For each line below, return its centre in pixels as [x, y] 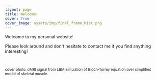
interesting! [16, 51]
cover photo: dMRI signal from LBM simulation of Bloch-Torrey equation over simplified [78, 70]
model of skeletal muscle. [26, 74]
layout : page [18, 9]
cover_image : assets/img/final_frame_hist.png [53, 23]
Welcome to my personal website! [39, 37]
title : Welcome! [22, 14]
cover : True [17, 18]
